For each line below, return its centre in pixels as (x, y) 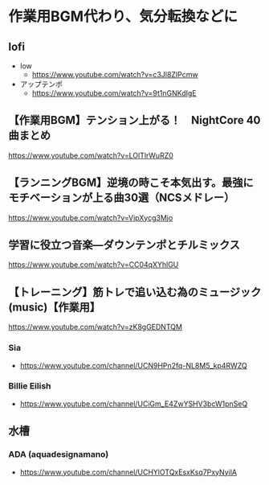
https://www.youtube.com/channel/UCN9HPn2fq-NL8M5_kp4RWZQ (133, 365)
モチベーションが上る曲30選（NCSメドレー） (122, 198)
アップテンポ (41, 84)
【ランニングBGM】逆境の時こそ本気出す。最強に (131, 183)
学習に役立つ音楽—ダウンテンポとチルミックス (124, 245)
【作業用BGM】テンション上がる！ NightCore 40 (134, 120)
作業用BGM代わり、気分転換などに (123, 16)
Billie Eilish (30, 386)
